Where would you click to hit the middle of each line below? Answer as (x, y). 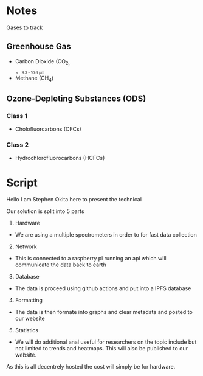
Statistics (27, 330)
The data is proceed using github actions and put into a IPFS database (103, 288)
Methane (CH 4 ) (34, 78)
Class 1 (17, 116)
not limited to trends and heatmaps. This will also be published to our (101, 349)
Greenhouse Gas (39, 47)
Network (26, 246)
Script (22, 183)
